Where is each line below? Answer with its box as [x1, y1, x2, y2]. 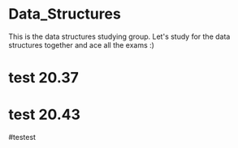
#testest [8, 133, 37, 142]
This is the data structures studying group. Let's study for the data [8, 32, 231, 41]
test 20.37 [8, 69, 79, 87]
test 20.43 [8, 106, 81, 124]
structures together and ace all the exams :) [8, 40, 154, 49]
